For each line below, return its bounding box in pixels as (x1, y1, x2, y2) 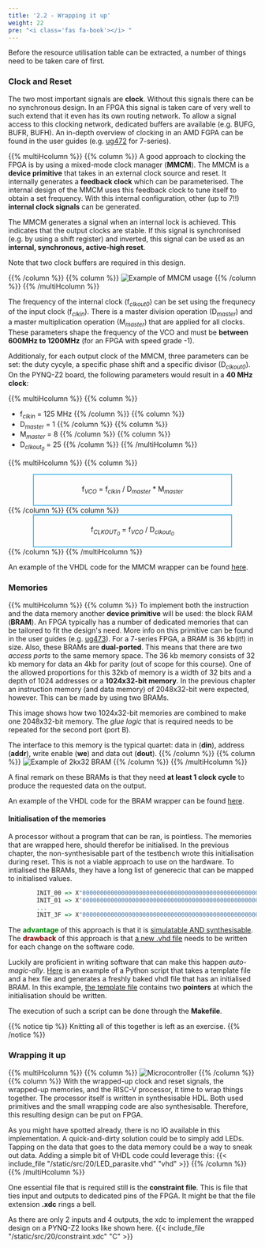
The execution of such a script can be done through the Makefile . (8, 1006, 222, 1016)
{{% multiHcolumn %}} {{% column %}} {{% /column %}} (8, 1068, 255, 1077)
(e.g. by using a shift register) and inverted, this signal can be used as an (8, 234, 244, 244)
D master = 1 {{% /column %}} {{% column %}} (19, 419, 168, 431)
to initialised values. (8, 873, 73, 883)
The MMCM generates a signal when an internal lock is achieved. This (8, 217, 237, 226)
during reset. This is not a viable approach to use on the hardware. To (8, 857, 234, 866)
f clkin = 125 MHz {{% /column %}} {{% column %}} (19, 409, 185, 420)
